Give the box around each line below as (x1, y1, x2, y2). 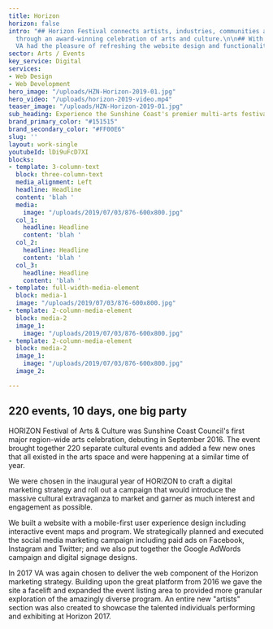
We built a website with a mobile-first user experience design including (8, 518, 246, 527)
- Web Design (8, 72, 53, 80)
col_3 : (15, 261, 38, 269)
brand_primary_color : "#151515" (8, 118, 118, 126)
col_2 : (15, 239, 38, 247)
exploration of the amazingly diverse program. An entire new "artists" (8, 594, 241, 604)
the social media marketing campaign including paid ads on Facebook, (8, 535, 245, 544)
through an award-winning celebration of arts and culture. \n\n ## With (15, 34, 264, 43)
